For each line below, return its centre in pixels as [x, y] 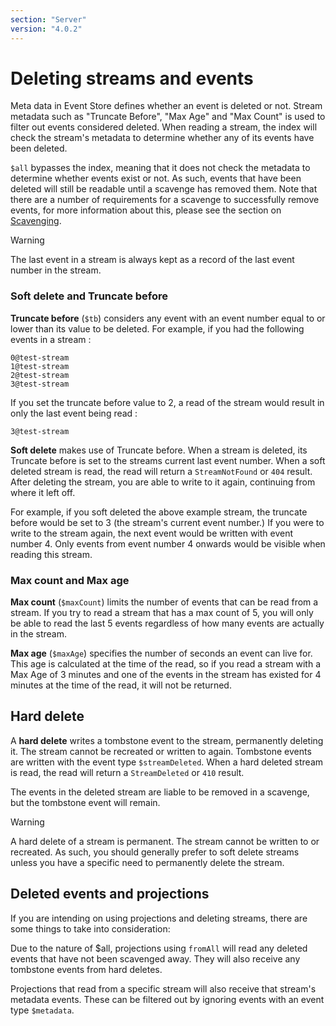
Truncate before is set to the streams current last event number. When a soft [168, 460]
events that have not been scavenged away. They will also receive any [155, 958]
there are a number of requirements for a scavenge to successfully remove [165, 200]
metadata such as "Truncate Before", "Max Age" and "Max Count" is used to [168, 117]
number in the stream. [56, 270]
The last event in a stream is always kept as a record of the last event [152, 260]
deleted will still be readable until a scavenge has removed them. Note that [164, 189]
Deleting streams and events [132, 78]
